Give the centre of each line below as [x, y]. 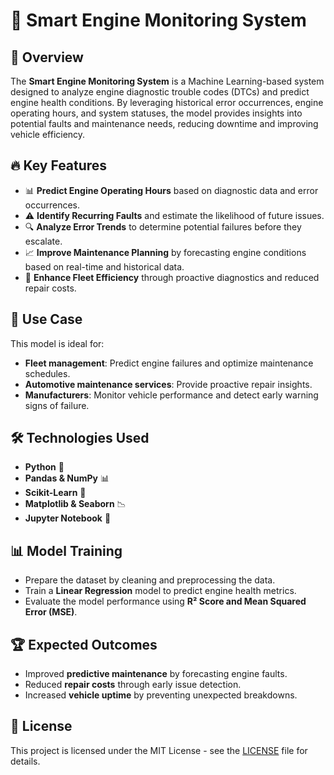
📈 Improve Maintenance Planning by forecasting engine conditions [165, 252]
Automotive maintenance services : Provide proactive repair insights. [168, 384]
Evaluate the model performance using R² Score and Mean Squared [165, 601]
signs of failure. [57, 405]
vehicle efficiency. [48, 134]
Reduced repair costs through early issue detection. [133, 685]
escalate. [43, 241]
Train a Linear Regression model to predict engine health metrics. [160, 591]
